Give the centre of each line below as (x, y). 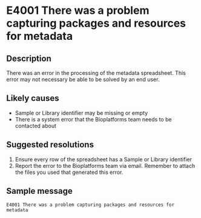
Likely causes (33, 98)
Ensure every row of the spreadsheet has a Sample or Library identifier (104, 159)
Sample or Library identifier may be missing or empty (81, 113)
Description (29, 58)
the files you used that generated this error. (69, 172)
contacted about (35, 126)
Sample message (39, 191)
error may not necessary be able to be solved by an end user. (83, 79)
